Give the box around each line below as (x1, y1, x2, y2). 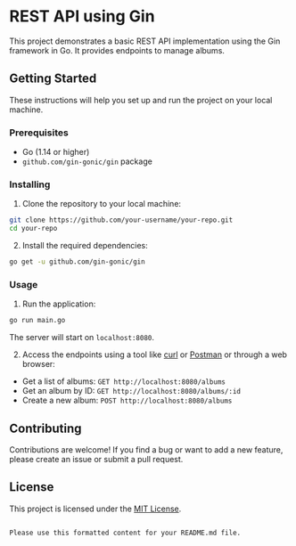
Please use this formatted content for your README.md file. (9, 528, 242, 537)
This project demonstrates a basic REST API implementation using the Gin (9, 36, 281, 46)
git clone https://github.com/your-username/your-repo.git (9, 216, 234, 224)
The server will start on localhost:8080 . (9, 332, 154, 343)
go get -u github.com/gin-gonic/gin (9, 257, 145, 266)
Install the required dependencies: (21, 240, 149, 251)
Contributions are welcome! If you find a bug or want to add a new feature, (9, 444, 284, 455)
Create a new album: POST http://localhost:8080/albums (21, 395, 233, 406)
